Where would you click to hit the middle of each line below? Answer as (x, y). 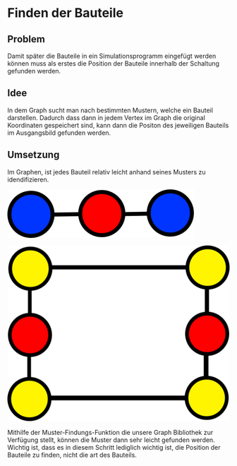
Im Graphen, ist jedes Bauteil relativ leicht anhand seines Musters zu (107, 172)
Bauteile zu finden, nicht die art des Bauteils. (72, 455)
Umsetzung (34, 155)
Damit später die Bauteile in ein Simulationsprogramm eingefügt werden (112, 56)
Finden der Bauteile (65, 13)
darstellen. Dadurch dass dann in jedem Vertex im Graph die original (107, 117)
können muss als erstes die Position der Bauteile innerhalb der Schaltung (114, 64)
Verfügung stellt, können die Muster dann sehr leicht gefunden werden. (111, 440)
